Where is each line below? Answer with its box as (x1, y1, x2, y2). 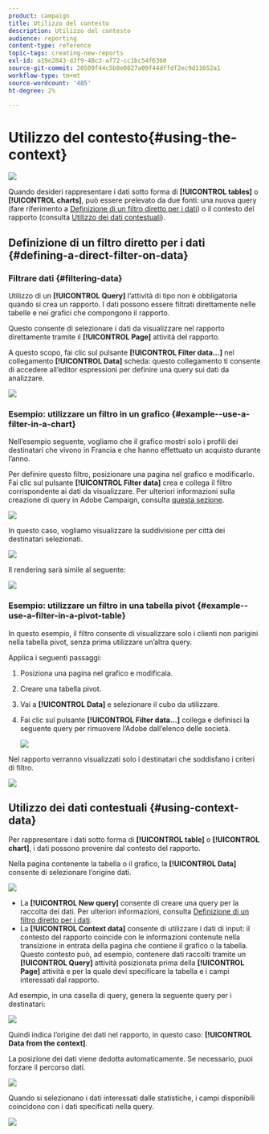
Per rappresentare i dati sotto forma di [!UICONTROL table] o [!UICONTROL (8, 835, 260, 844)
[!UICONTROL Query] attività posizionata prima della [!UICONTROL (19, 958, 245, 968)
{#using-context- (149, 801, 239, 815)
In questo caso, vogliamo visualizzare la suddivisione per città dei (8, 526, 226, 536)
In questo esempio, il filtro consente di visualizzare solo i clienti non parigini (8, 628, 259, 638)
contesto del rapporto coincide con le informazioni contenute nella (19, 932, 241, 942)
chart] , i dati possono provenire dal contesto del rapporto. (8, 844, 201, 853)
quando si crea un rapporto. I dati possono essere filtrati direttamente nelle (8, 299, 256, 309)
